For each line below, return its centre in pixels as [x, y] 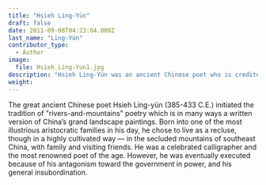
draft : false [30, 23]
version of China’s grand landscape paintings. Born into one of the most [125, 121]
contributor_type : [38, 45]
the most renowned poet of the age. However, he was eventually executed [129, 155]
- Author [30, 52]
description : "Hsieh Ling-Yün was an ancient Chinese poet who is [120, 75]
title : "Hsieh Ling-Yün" [49, 15]
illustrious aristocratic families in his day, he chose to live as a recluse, [123, 130]
